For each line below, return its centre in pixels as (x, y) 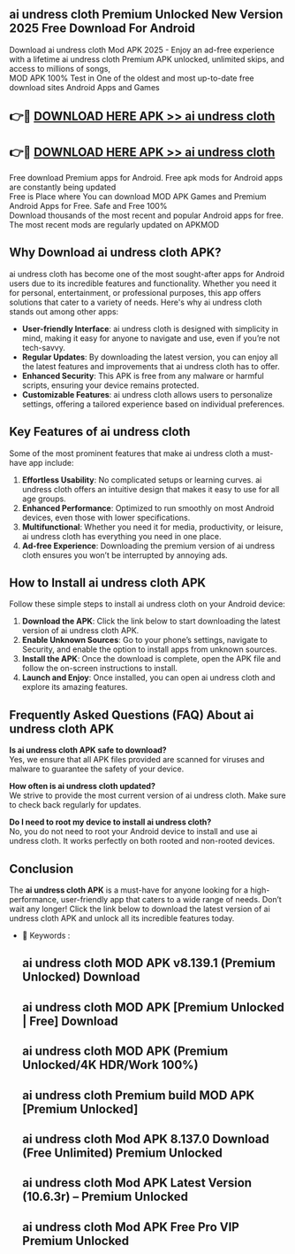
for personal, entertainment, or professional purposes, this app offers (135, 292)
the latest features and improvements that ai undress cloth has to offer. (151, 366)
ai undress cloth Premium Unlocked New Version (146, 15)
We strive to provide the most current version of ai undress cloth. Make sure (147, 795)
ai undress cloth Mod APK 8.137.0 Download (145, 1139)
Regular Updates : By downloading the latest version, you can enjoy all (150, 357)
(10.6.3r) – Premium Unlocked (105, 1197)
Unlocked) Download (81, 977)
